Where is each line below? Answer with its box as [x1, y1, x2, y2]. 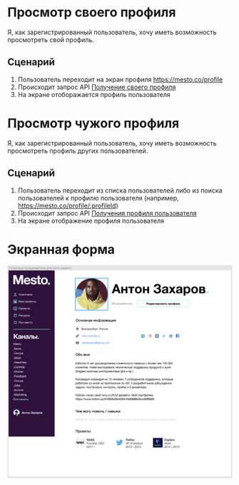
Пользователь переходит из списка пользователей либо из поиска [17, 186, 223, 195]
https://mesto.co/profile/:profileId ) [17, 201, 119, 210]
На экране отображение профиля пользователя [17, 216, 164, 225]
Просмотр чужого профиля [7, 115, 180, 131]
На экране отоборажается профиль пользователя [17, 90, 171, 98]
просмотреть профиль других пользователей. [7, 146, 148, 155]
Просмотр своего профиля [7, 4, 176, 21]
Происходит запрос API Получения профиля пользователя [17, 208, 198, 218]
